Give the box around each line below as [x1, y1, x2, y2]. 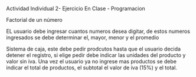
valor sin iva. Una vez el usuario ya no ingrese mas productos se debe [6, 58, 177, 65]
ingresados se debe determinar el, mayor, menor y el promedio [6, 34, 159, 41]
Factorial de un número [6, 16, 63, 23]
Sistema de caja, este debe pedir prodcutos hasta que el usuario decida [6, 45, 181, 52]
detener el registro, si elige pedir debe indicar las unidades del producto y [6, 52, 186, 58]
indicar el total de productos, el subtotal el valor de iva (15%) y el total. [6, 64, 177, 71]
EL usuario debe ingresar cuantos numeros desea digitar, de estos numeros [6, 28, 191, 35]
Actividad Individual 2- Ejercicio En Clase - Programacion [6, 5, 146, 12]
